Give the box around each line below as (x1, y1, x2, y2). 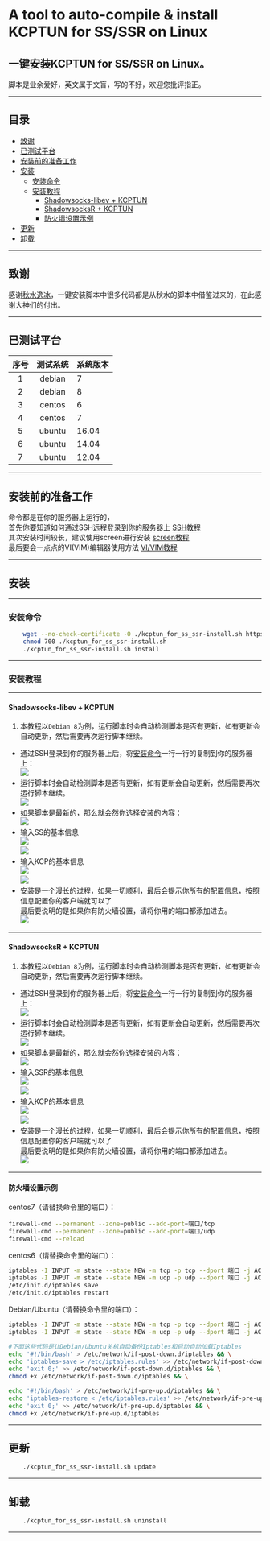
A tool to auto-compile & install (8, 6, 219, 24)
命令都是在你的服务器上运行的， (8, 513, 114, 523)
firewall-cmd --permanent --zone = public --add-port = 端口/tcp (8, 1220, 215, 1228)
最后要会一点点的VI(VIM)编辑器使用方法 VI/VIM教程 (8, 543, 178, 552)
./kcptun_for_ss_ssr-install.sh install (22, 646, 160, 654)
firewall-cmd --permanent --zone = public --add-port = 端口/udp (8, 1227, 215, 1235)
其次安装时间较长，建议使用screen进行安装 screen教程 (8, 533, 190, 543)
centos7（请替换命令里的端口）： (8, 1202, 117, 1212)
